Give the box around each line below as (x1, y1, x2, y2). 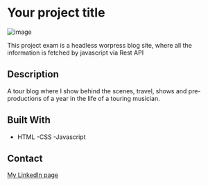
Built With (7, 114, 51, 126)
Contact (7, 152, 43, 164)
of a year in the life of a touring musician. (42, 94, 161, 102)
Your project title (7, 5, 105, 21)
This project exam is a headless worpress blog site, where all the (7, 41, 192, 49)
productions (7, 94, 42, 102)
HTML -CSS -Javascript (17, 133, 86, 141)
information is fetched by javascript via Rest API (7, 48, 144, 57)
